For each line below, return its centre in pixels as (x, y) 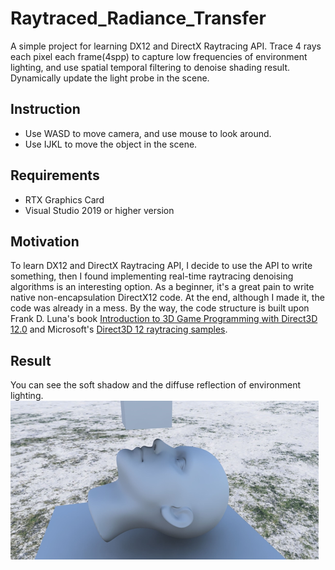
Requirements (55, 175)
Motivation (45, 241)
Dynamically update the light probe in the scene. (110, 78)
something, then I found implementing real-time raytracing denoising (152, 276)
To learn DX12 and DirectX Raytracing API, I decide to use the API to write (161, 266)
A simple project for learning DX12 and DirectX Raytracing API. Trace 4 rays (166, 46)
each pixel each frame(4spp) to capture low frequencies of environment (159, 56)
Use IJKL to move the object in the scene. (111, 144)
